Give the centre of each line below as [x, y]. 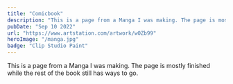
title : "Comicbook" [35, 14]
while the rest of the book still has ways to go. [73, 73]
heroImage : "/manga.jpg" [43, 40]
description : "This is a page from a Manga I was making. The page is [111, 20]
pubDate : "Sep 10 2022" [42, 26]
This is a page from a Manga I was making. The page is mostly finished [109, 66]
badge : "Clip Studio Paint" [48, 46]
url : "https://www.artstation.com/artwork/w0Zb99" [82, 33]
